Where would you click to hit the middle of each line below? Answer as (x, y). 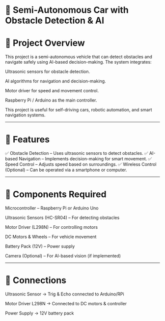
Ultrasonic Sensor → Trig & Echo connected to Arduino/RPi (65, 294)
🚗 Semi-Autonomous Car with (67, 10)
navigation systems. (25, 115)
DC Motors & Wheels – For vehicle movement (51, 237)
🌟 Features (27, 140)
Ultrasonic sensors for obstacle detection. (48, 71)
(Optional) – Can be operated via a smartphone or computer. (66, 170)
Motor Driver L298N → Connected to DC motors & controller (66, 303)
